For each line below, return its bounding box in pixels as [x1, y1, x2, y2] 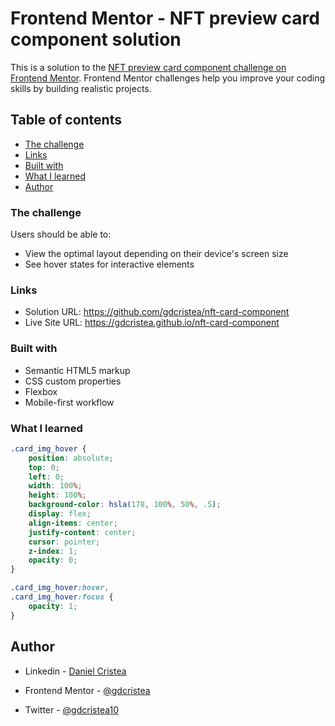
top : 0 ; [28, 462, 60, 472]
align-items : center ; [28, 518, 118, 528]
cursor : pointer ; [28, 537, 101, 547]
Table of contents [10, 112, 122, 129]
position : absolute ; [28, 453, 114, 463]
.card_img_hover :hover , [10, 583, 110, 593]
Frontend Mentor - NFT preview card [10, 7, 320, 30]
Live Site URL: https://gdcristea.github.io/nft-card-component [24, 317, 280, 329]
